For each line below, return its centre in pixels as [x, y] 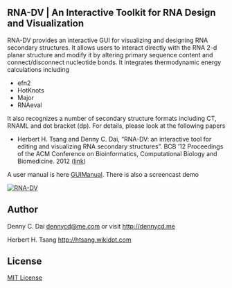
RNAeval [29, 105]
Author [23, 210]
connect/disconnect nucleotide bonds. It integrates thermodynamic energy [114, 62]
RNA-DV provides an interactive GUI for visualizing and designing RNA [108, 40]
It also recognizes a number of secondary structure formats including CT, [112, 118]
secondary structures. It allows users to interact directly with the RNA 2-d [112, 47]
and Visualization [46, 24]
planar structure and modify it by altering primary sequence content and [110, 55]
